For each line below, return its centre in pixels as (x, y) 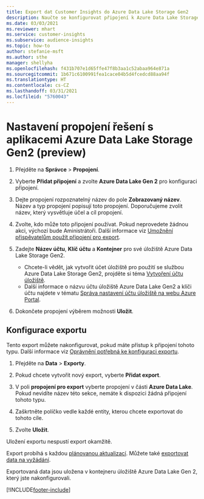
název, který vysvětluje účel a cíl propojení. (69, 212)
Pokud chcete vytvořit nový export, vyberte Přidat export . (88, 375)
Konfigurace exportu (46, 330)
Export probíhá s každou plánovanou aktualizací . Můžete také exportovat (97, 453)
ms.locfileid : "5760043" (38, 97)
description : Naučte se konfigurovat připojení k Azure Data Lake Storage (103, 18)
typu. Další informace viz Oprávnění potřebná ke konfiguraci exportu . (93, 351)
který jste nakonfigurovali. (39, 478)
